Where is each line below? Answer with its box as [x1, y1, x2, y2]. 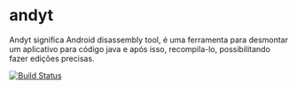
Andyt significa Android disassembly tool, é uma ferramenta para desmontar [9, 34, 288, 45]
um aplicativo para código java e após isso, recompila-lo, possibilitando [9, 43, 270, 54]
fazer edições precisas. [9, 53, 95, 63]
